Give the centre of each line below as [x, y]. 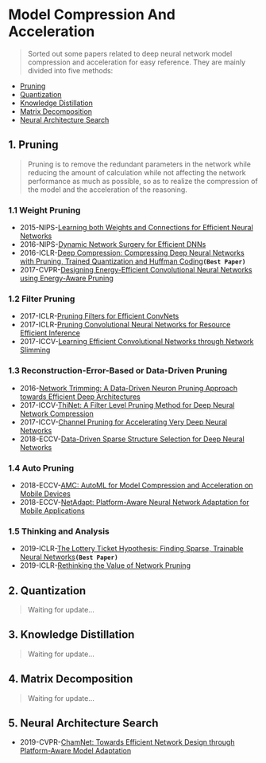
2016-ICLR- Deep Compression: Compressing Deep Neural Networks [132, 253]
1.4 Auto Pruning [41, 468]
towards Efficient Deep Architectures [80, 397]
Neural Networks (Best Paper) [69, 557]
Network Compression [56, 413]
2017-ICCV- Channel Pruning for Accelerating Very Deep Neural [123, 422]
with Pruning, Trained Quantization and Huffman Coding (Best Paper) [133, 261]
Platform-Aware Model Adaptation [75, 751]
